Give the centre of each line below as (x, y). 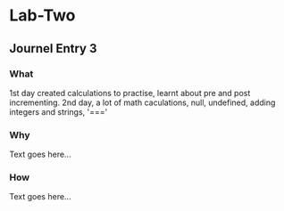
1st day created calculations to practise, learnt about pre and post (130, 93)
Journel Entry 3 (53, 49)
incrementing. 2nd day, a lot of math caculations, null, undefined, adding (142, 102)
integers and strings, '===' (58, 111)
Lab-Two (42, 16)
